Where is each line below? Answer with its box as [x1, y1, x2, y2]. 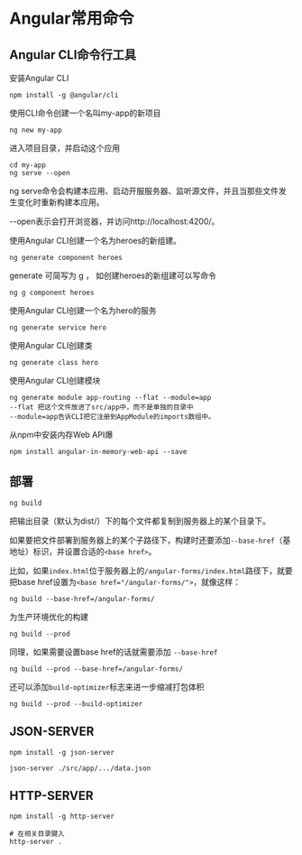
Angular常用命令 [9, 8, 134, 29]
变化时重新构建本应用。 [16, 197, 105, 208]
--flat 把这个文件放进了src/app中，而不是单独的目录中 [9, 403, 194, 412]
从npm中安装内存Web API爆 [9, 430, 114, 440]
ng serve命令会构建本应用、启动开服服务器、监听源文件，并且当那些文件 [9, 186, 279, 196]
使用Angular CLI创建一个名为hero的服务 [9, 305, 158, 316]
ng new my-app [9, 125, 63, 135]
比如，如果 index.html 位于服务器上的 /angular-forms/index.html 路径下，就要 [9, 565, 293, 576]
